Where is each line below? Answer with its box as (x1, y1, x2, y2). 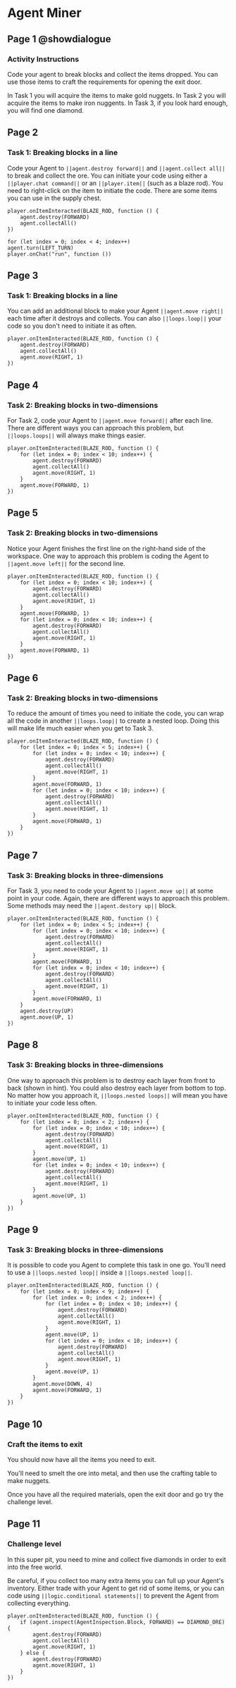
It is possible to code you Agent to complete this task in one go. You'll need (7, 1261, 226, 1270)
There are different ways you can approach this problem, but (7, 423, 184, 432)
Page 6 (7, 672, 39, 684)
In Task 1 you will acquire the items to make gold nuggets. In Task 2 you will (7, 91, 227, 99)
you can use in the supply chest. (7, 194, 102, 202)
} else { (20, 1649, 46, 1656)
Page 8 (7, 1039, 39, 1051)
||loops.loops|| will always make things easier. (7, 431, 147, 440)
